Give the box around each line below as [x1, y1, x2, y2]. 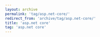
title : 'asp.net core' [5, 20, 51, 25]
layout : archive [5, 7, 38, 12]
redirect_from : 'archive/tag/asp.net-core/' [5, 16, 96, 21]
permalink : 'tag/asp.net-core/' [5, 12, 70, 16]
